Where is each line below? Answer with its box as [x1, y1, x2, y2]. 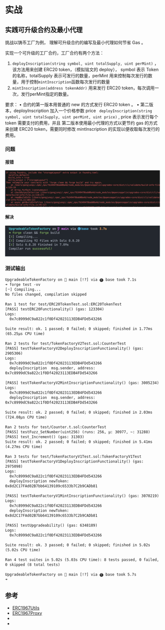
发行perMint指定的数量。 [21, 91, 71, 97]
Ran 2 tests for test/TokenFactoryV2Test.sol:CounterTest [5, 341, 126, 346]
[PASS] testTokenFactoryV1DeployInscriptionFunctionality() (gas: [5, 459, 144, 464]
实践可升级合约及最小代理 [5, 26, 82, 34]
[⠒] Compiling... [5, 287, 41, 292]
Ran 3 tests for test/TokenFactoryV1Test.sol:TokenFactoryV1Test [5, 454, 141, 459]
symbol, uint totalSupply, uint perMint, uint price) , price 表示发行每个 [5, 114, 159, 119]
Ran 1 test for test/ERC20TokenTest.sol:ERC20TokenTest [5, 302, 122, 307]
